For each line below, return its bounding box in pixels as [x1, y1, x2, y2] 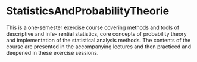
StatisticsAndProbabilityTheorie [6, 4, 170, 18]
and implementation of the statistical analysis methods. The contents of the [6, 36, 191, 44]
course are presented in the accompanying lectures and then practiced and [6, 43, 192, 50]
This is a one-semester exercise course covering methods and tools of [6, 24, 180, 31]
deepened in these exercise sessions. [6, 49, 99, 56]
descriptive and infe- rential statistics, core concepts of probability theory [6, 30, 187, 37]
